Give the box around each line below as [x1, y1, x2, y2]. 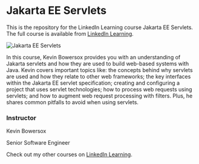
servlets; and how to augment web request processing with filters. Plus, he [6, 92, 193, 99]
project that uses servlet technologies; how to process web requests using [6, 85, 192, 93]
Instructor [6, 113, 36, 122]
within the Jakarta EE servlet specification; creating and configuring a [6, 79, 180, 87]
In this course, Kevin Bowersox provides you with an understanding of [6, 53, 181, 61]
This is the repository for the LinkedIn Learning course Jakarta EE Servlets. [6, 24, 194, 31]
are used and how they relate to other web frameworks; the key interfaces [6, 73, 191, 80]
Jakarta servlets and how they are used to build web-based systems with [6, 60, 189, 67]
